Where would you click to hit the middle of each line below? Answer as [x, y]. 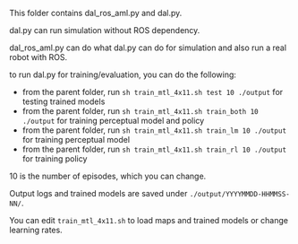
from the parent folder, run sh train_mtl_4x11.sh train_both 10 [140, 111]
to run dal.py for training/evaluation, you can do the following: [123, 74]
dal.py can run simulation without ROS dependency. [105, 30]
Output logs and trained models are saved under [98, 193]
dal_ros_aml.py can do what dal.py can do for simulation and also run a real [148, 48]
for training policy [55, 159]
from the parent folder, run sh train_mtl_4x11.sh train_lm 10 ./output [154, 130]
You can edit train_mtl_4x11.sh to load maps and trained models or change [149, 220]
